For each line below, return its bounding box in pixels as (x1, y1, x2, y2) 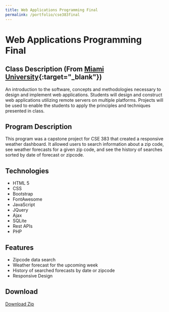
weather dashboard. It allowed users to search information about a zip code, (5, 141, 164, 147)
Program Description (5, 122, 72, 131)
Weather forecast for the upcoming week (12, 262, 98, 268)
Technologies (5, 167, 49, 175)
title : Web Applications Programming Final (5, 7, 98, 13)
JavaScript (12, 202, 35, 208)
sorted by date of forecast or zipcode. (5, 152, 84, 158)
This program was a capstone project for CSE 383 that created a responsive (5, 136, 164, 142)
